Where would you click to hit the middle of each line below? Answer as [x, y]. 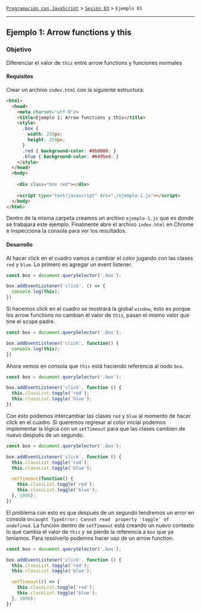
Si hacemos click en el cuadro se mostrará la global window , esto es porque [98, 309]
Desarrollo [19, 244]
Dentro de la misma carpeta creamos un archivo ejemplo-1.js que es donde [100, 218]
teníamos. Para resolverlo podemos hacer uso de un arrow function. [90, 538]
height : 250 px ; [47, 140]
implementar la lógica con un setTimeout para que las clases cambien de [96, 428]
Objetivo [19, 50]
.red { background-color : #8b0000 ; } [69, 151]
